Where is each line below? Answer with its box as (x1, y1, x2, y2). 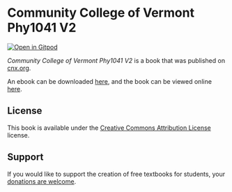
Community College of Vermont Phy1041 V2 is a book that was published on (7, 56, 225, 64)
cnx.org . (7, 64, 31, 72)
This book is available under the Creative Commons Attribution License (7, 124, 211, 132)
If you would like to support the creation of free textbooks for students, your (7, 170, 225, 178)
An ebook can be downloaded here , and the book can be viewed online (7, 77, 212, 85)
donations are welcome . (7, 177, 77, 186)
